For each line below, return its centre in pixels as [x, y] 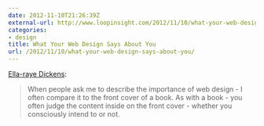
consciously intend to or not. [73, 114]
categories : [27, 30]
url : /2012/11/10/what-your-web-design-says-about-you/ [101, 52]
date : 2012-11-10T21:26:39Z [54, 15]
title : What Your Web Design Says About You [82, 45]
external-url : [31, 23]
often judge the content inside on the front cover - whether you [130, 106]
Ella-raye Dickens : [37, 74]
